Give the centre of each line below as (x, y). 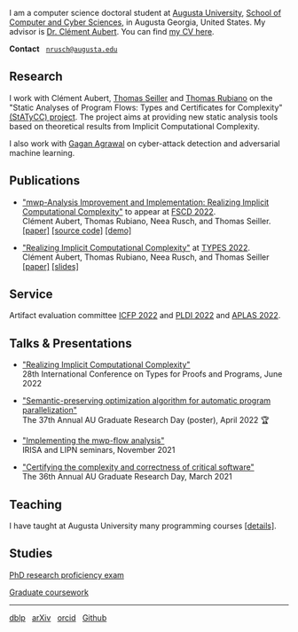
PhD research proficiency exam (67, 574)
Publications (45, 181)
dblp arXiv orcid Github (58, 617)
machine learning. (42, 152)
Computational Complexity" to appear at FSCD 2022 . (119, 211)
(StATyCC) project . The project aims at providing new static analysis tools (144, 117)
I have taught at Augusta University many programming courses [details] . (143, 526)
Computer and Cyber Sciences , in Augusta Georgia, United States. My (137, 22)
